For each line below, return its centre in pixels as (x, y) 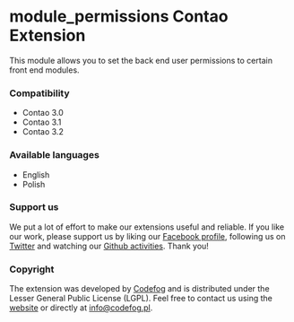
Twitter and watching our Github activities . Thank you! (109, 246)
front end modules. (44, 70)
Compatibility (39, 93)
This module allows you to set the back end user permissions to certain (141, 60)
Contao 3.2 (43, 132)
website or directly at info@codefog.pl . (81, 308)
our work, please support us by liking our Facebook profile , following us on (147, 236)
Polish (34, 184)
